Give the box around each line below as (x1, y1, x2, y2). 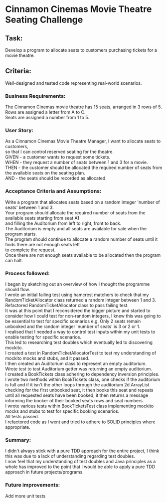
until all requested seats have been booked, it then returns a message (5, 392, 149, 398)
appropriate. (5, 424, 31, 430)
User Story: (5, 127, 34, 134)
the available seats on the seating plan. (5, 170, 86, 176)
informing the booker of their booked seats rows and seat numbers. (5, 398, 144, 403)
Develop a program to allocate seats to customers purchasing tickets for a (5, 47, 157, 53)
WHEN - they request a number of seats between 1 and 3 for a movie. (5, 160, 148, 166)
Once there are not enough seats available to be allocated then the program (5, 252, 161, 258)
